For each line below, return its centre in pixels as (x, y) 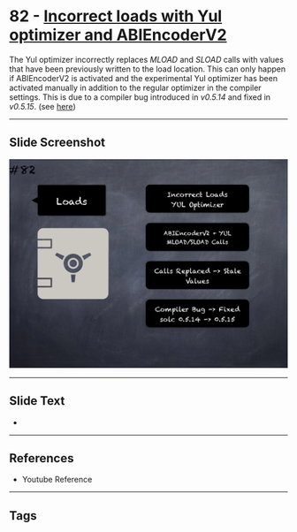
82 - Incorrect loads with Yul (116, 16)
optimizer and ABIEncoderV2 (118, 35)
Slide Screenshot (57, 143)
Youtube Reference (57, 480)
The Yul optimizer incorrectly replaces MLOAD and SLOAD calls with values (147, 59)
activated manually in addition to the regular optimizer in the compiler (136, 87)
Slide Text (37, 401)
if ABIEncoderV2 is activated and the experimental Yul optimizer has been (144, 78)
